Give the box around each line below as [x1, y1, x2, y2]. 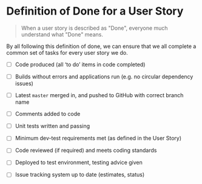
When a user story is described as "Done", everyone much [21, 24, 168, 32]
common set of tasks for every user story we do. [6, 49, 129, 56]
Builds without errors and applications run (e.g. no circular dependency [15, 73, 194, 80]
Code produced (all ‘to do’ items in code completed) [15, 61, 146, 68]
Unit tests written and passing [15, 123, 90, 130]
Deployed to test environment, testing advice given [15, 159, 143, 166]
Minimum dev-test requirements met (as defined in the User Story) [15, 135, 182, 142]
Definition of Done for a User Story [6, 4, 184, 18]
